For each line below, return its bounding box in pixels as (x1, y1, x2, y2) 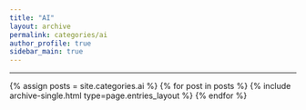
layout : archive (9, 22, 71, 31)
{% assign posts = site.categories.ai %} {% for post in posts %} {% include (9, 81, 291, 92)
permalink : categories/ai (9, 30, 107, 39)
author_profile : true (9, 38, 92, 48)
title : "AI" (9, 13, 55, 23)
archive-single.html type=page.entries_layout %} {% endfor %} (9, 90, 248, 101)
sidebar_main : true (9, 47, 84, 56)
